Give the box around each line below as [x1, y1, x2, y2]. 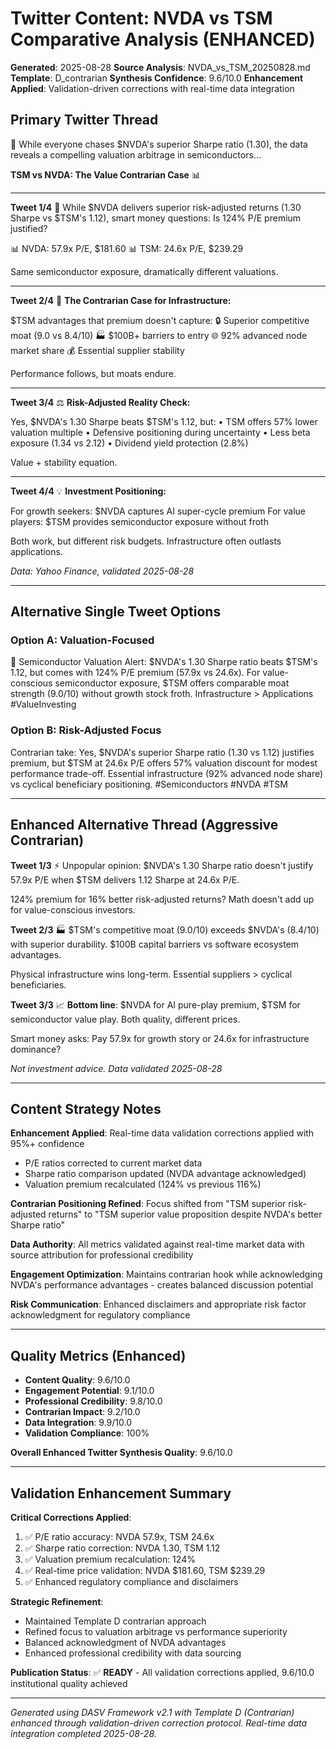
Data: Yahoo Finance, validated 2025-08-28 [10, 565, 195, 577]
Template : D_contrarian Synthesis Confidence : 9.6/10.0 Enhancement [10, 72, 304, 84]
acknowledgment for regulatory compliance [10, 1309, 191, 1321]
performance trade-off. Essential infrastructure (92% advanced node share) [10, 767, 324, 779]
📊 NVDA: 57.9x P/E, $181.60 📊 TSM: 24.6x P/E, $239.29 [10, 242, 244, 254]
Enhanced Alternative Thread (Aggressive [10, 817, 279, 834]
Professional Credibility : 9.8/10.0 [24, 1395, 163, 1407]
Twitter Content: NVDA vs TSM [10, 7, 273, 30]
